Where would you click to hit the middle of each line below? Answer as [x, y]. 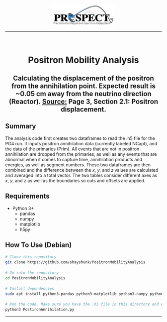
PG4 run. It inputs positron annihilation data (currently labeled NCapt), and [81, 143]
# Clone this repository [31, 257]
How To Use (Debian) [39, 245]
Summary [21, 126]
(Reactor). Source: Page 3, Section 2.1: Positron [83, 102]
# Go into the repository [32, 273]
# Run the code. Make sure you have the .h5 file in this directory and [82, 304]
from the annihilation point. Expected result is [83, 86]
